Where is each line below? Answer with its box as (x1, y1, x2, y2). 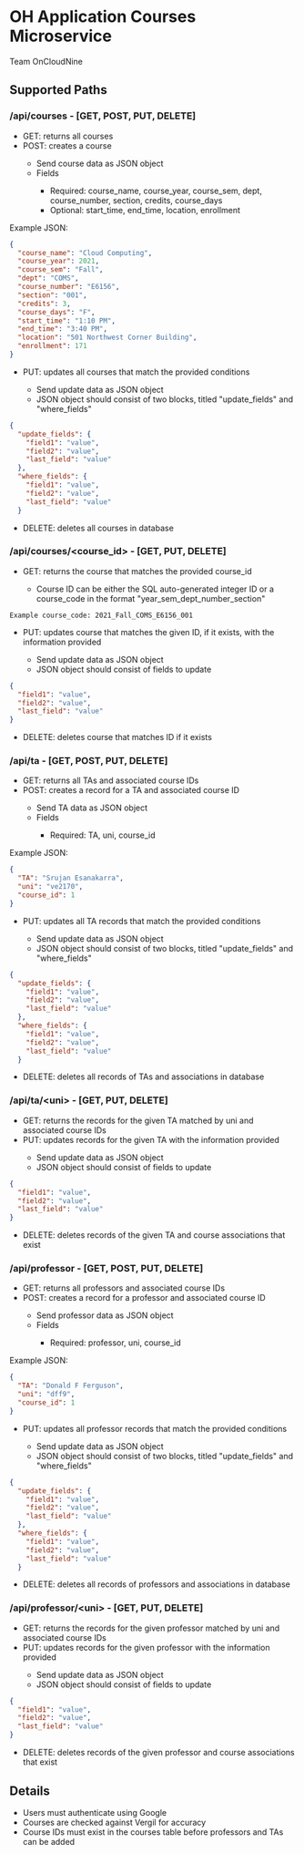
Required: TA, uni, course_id (49, 829, 157, 840)
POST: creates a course (22, 139, 112, 151)
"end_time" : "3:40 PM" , (17, 324, 107, 334)
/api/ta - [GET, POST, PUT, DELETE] (9, 755, 168, 767)
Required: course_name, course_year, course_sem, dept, (49, 185, 262, 196)
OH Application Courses (9, 6, 197, 27)
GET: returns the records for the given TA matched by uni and (22, 1115, 254, 1126)
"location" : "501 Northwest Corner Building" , (17, 333, 198, 343)
